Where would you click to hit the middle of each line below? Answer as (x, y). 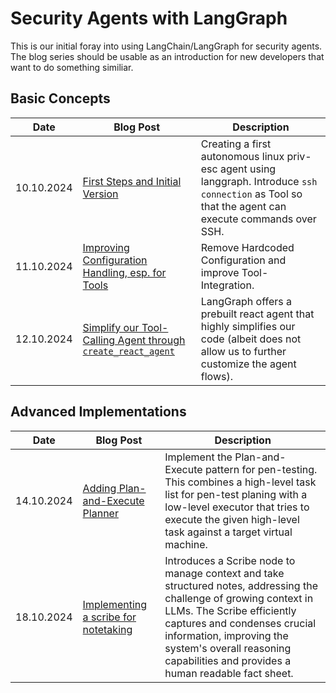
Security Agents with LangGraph (149, 18)
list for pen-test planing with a (236, 494)
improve (220, 272)
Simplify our (111, 327)
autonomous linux (242, 156)
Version (100, 194)
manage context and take (224, 573)
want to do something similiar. (72, 67)
